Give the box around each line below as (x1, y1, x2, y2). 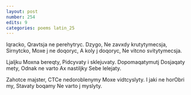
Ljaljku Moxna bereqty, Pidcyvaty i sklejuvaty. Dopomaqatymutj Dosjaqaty (6, 59, 185, 66)
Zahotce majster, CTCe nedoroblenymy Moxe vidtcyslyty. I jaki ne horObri (6, 76, 185, 83)
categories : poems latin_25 (6, 25, 75, 31)
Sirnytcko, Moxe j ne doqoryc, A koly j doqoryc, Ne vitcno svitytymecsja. (6, 48, 182, 55)
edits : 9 (6, 19, 28, 25)
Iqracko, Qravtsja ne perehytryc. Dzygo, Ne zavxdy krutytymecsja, (6, 41, 167, 48)
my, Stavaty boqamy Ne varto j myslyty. (6, 83, 103, 90)
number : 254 (6, 14, 35, 20)
